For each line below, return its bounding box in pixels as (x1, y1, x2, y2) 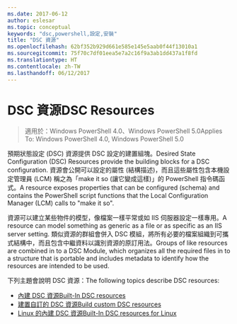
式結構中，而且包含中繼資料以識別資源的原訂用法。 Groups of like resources (7, 238, 228, 248)
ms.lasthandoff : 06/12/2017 (7, 69, 91, 76)
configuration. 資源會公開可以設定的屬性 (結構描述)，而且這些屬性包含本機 (7, 166, 224, 174)
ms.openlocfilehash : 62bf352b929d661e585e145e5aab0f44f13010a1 (7, 43, 198, 50)
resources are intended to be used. (7, 262, 110, 270)
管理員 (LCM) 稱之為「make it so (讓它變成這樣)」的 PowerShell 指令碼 (13, 175, 219, 183)
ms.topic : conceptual (7, 23, 71, 30)
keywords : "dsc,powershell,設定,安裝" (7, 30, 118, 37)
